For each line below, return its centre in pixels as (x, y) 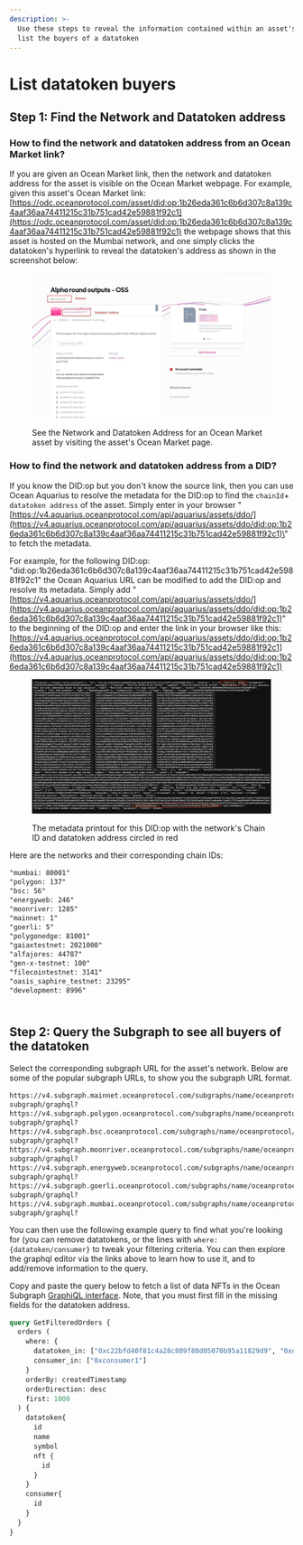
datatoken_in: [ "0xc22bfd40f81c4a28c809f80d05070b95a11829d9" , (155, 1352)
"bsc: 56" (28, 890)
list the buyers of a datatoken (78, 38)
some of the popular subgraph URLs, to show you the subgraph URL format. (151, 1078)
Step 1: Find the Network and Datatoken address (147, 117)
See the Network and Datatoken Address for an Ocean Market (147, 433)
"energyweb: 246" (42, 900)
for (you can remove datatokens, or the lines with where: (114, 1239)
